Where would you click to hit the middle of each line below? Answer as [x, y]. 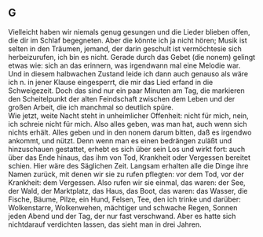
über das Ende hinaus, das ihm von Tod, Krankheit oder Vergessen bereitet [130, 157]
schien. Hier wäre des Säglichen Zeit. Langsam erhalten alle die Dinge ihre [128, 165]
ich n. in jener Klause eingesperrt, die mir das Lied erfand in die [111, 82]
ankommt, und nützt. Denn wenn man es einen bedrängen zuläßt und [120, 140]
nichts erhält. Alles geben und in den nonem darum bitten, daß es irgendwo [130, 132]
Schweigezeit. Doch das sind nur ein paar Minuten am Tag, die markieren [126, 91]
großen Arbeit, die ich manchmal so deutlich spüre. [91, 107]
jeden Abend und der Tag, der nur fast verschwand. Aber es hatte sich [122, 216]
